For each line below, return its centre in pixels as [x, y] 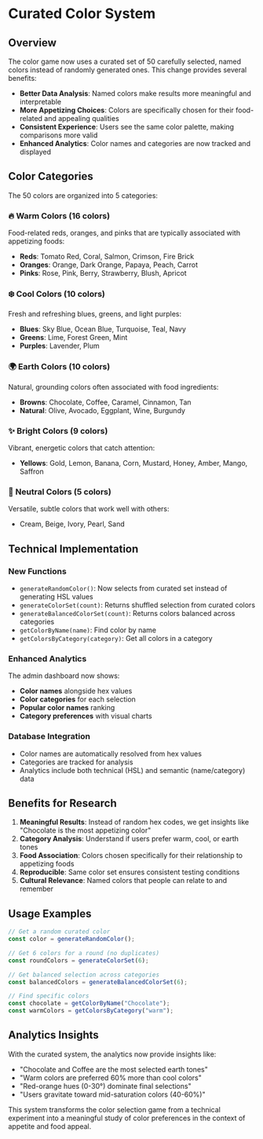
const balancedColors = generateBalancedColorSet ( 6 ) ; [98, 982]
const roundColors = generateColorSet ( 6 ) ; [79, 960]
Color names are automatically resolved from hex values [111, 753]
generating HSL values [56, 596]
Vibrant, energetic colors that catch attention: [82, 448]
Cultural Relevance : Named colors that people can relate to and [123, 881]
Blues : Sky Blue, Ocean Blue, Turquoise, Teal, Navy [103, 329]
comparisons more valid [58, 135]
